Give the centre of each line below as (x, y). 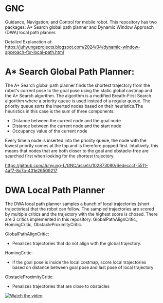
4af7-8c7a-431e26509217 (31, 170)
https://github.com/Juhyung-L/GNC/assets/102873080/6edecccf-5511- (77, 165)
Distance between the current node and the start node (67, 126)
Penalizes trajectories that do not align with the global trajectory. (77, 243)
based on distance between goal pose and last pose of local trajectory (83, 267)
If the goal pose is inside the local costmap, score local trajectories (79, 262)
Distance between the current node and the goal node (66, 120)
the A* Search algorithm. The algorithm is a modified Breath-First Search (78, 95)
